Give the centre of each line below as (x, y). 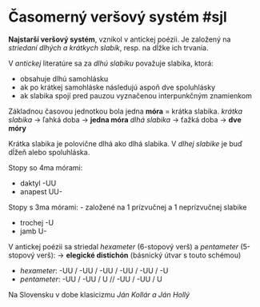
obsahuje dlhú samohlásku (64, 78)
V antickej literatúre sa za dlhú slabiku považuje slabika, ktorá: (111, 63)
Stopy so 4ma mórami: (46, 167)
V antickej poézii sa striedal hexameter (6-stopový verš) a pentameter (123, 246)
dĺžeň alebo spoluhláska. (49, 152)
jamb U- (33, 231)
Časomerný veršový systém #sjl (118, 17)
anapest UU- (41, 191)
